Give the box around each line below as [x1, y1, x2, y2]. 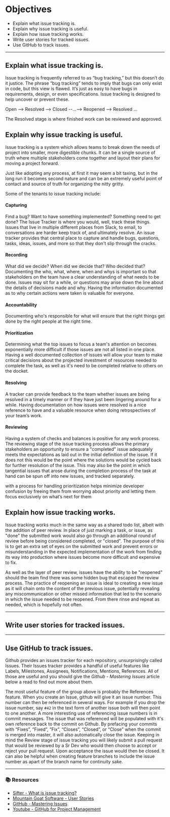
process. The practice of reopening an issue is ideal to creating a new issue [5, 580, 163, 586]
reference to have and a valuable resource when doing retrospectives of [5, 407, 156, 413]
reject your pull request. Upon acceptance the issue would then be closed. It [5, 748, 165, 754]
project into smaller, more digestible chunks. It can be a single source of [5, 149, 156, 155]
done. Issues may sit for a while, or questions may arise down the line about [5, 279, 163, 285]
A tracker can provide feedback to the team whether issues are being [5, 391, 150, 397]
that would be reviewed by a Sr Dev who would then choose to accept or [5, 743, 157, 749]
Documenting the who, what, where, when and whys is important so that [5, 268, 157, 275]
